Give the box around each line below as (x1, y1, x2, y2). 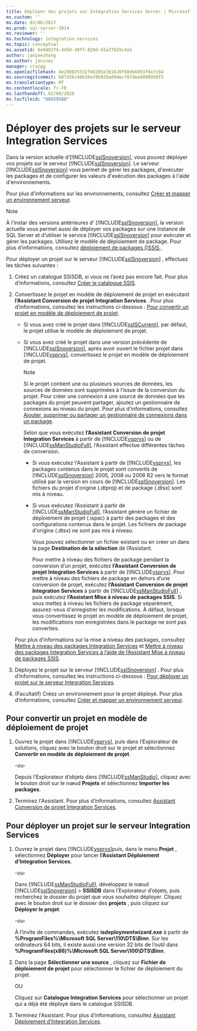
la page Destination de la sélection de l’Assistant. (32, 544, 152, 551)
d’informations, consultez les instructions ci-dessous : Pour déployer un (14, 672, 189, 680)
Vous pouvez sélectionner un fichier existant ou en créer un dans (32, 538, 189, 545)
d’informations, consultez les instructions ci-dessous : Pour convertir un (14, 303, 189, 310)
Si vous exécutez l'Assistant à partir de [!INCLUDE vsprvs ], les (32, 459, 181, 466)
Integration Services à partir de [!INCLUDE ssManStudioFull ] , (32, 587, 182, 594)
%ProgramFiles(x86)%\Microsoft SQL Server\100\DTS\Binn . (14, 947, 165, 954)
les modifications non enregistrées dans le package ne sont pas (32, 618, 186, 626)
